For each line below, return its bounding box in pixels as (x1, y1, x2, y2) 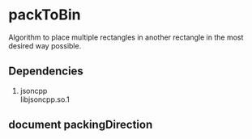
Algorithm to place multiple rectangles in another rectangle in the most (8, 32, 244, 42)
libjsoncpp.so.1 (19, 95, 70, 104)
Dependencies (8, 65, 83, 78)
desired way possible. (8, 40, 82, 50)
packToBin (8, 6, 81, 24)
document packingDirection (8, 118, 153, 132)
